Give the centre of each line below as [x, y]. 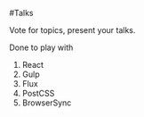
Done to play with [41, 47]
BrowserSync [47, 103]
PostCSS [38, 93]
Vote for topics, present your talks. [72, 30]
